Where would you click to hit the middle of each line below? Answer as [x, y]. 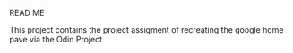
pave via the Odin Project [56, 39]
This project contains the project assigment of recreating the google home [146, 30]
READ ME [27, 13]
